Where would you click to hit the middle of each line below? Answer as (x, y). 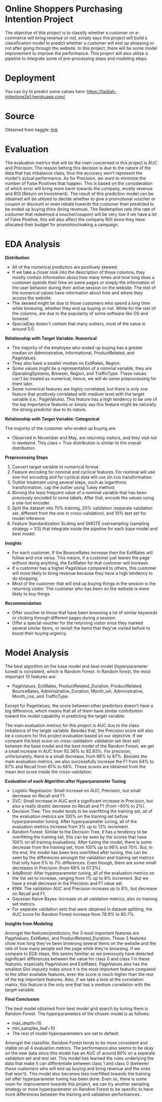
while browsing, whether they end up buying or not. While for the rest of (84, 308)
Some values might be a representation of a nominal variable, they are (82, 368)
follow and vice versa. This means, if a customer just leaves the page (81, 558)
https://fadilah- (102, 91)
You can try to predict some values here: (45, 91)
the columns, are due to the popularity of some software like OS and (80, 313)
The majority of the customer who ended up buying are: (61, 428)
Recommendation (23, 603)
